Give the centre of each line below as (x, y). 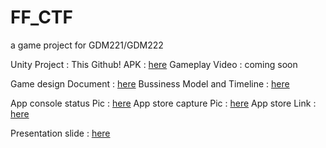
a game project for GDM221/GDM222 (87, 45)
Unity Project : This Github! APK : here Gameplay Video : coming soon (154, 64)
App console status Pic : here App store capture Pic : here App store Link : (163, 103)
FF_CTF (41, 17)
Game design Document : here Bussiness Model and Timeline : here (150, 83)
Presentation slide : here (60, 133)
